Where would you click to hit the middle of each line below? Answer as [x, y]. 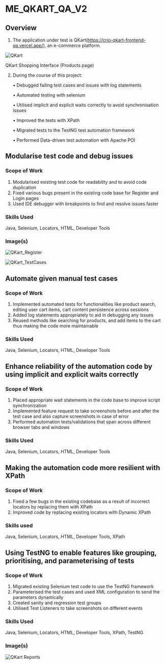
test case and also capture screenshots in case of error [71, 416]
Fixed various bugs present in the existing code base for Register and [86, 193]
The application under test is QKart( [50, 40]
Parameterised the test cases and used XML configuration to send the [86, 592]
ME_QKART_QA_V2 [46, 9]
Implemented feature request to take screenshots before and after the [86, 411]
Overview [21, 28]
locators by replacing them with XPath [53, 506]
